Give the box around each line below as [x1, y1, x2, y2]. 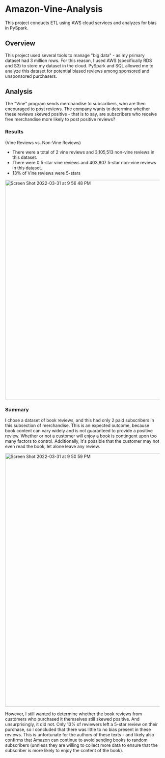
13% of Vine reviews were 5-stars [12, 170, 81, 176]
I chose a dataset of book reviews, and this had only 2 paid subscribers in [5, 417, 155, 424]
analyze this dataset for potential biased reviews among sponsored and [5, 68, 150, 74]
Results [5, 128, 24, 135]
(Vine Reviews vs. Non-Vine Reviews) [5, 139, 81, 146]
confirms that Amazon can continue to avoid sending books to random [5, 737, 148, 743]
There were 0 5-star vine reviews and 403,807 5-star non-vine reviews [12, 159, 156, 165]
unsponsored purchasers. [5, 73, 57, 79]
